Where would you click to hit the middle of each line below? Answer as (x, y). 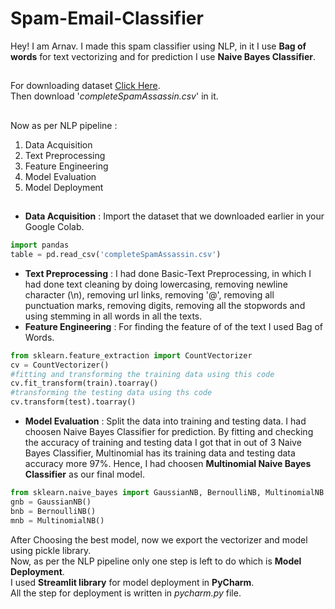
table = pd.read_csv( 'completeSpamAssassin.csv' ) (116, 254)
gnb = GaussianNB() (51, 502)
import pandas (40, 245)
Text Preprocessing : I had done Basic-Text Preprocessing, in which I (168, 273)
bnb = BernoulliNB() (53, 511)
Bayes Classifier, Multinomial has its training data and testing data (160, 453)
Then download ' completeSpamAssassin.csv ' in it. (114, 96)
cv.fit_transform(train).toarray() (84, 383)
